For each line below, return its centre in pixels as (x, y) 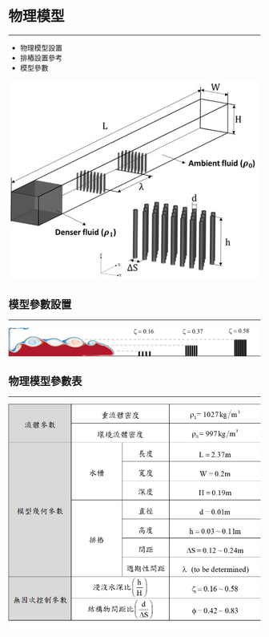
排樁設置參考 (41, 58)
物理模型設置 (41, 47)
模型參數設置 (40, 304)
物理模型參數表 (45, 381)
